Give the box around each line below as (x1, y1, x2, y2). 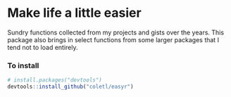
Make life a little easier (7, 5, 142, 21)
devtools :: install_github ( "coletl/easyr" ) (7, 83, 134, 91)
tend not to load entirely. (7, 43, 78, 51)
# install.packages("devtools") (7, 77, 102, 84)
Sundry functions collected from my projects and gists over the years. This (7, 28, 224, 37)
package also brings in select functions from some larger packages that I (7, 35, 220, 44)
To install (7, 60, 39, 70)
